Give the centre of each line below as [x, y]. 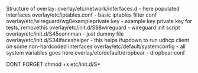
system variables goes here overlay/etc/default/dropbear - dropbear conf [95, 53]
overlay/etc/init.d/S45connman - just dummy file [65, 34]
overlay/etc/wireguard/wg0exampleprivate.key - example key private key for [99, 21]
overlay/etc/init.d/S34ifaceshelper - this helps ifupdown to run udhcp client [98, 40]
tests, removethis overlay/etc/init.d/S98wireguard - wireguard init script [93, 27]
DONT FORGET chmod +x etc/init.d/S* [53, 64]
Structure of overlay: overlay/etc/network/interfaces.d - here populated [93, 9]
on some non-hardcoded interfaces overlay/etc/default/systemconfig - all [96, 46]
